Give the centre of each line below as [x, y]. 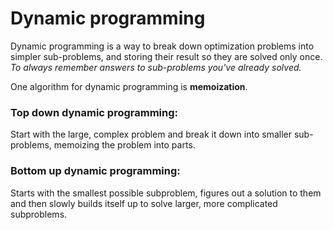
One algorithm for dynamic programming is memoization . [129, 86]
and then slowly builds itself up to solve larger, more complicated [144, 203]
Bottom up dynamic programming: [95, 171]
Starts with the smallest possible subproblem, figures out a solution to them [166, 193]
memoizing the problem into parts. [124, 145]
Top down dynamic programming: [94, 112]
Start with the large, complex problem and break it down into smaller [151, 134]
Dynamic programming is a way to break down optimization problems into [162, 46]
